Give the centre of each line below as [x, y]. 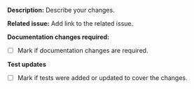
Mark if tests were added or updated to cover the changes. [102, 78]
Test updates [27, 65]
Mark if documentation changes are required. [83, 50]
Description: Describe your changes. [61, 10]
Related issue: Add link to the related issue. [70, 23]
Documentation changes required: [58, 37]
